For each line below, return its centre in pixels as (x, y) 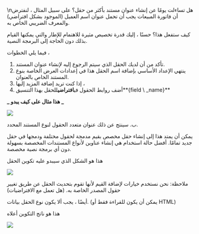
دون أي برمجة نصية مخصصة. (39, 149)
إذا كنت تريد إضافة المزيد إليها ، (50, 83)
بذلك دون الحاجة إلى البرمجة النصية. (47, 41)
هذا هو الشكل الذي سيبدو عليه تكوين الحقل (55, 161)
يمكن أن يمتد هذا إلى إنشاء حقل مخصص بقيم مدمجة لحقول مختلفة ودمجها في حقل (100, 136)
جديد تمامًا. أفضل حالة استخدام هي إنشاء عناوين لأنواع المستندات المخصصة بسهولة (99, 143)
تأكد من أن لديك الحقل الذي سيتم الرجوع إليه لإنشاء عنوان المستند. (90, 64)
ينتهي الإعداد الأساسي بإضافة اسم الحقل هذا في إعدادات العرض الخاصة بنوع (101, 71)
